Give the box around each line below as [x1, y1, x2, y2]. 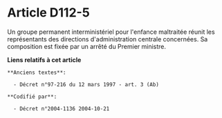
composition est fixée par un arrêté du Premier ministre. [7, 42, 167, 50]
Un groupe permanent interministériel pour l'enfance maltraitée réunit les [7, 28, 216, 36]
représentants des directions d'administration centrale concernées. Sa [7, 35, 208, 43]
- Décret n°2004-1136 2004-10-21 [13, 105, 110, 112]
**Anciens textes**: [7, 69, 67, 76]
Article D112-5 [7, 5, 90, 21]
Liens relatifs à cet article [7, 55, 82, 63]
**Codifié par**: [7, 93, 57, 100]
